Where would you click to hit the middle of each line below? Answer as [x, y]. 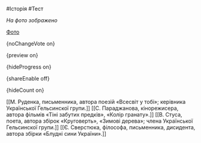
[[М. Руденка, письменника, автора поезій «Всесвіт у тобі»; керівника [96, 102]
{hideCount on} [25, 90]
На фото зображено [32, 20]
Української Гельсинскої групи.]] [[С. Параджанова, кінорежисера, [92, 108]
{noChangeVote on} [31, 44]
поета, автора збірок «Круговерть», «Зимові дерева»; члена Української [100, 121]
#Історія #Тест [25, 9]
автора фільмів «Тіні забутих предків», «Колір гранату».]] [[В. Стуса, [94, 114]
